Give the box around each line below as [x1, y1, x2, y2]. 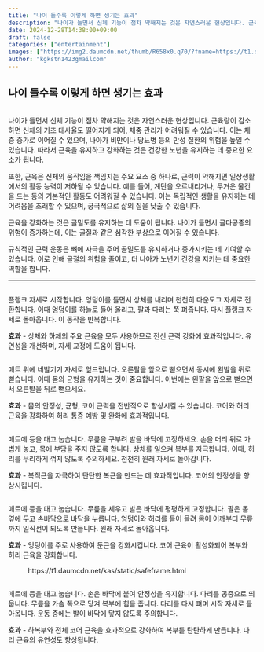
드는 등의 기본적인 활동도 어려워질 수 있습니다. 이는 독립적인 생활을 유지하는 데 [16, 191, 255, 200]
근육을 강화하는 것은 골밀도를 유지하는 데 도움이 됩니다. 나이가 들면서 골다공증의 [8, 218, 251, 227]
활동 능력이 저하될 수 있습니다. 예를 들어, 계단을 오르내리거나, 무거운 [28, 181, 236, 191]
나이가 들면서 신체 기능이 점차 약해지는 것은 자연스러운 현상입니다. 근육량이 [8, 115, 237, 125]
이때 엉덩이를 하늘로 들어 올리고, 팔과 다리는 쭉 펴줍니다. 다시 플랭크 [37, 304, 245, 314]
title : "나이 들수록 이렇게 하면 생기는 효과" [8, 11, 139, 20]
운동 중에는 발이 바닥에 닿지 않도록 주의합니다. [37, 608, 178, 617]
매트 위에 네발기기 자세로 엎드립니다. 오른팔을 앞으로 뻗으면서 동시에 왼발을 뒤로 [8, 364, 251, 374]
